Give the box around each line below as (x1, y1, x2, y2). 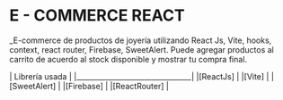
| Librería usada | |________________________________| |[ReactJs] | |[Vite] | (9, 71, 270, 81)
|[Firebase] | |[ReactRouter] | (62, 80, 169, 91)
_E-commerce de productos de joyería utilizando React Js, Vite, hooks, (9, 35, 272, 46)
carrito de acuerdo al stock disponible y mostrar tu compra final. (9, 54, 248, 64)
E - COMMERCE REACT (9, 5, 186, 26)
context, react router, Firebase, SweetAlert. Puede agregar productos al (9, 44, 274, 54)
